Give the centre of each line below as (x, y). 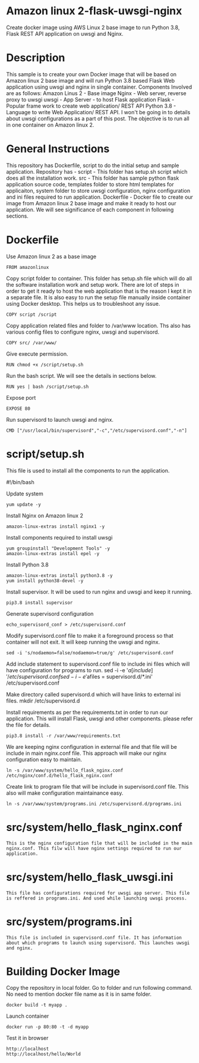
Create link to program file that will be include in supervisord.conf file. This (97, 786)
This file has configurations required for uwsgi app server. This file (98, 893)
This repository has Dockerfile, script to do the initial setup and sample (93, 165)
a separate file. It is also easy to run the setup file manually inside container (99, 297)
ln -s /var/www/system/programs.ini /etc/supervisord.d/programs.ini (94, 804)
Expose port (21, 397)
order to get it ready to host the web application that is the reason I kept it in (99, 291)
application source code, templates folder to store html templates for (90, 184)
